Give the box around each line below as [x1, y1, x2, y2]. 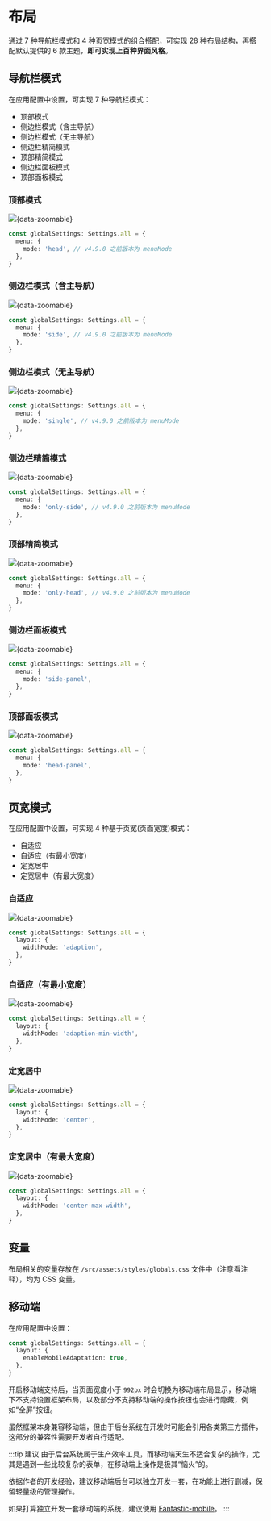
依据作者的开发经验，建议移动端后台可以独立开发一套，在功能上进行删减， [8, 1476, 256, 1485]
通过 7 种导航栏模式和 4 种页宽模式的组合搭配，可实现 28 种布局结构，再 [8, 36, 250, 45]
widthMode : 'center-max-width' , [23, 1201, 131, 1210]
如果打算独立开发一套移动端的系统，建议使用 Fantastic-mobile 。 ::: [8, 1503, 230, 1513]
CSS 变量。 [41, 1274, 81, 1284]
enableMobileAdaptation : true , [23, 1354, 128, 1362]
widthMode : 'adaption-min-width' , [23, 1030, 139, 1038]
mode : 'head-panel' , [23, 761, 92, 769]
